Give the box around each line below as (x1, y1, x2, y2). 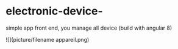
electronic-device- (5, 4, 103, 18)
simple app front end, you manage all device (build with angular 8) (5, 24, 173, 31)
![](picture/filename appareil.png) (5, 36, 90, 43)
